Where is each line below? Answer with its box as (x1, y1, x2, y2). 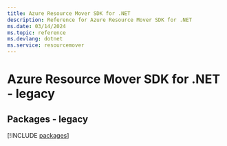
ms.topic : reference (7, 29, 67, 36)
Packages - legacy (7, 113, 88, 125)
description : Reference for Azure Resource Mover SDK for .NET (7, 16, 193, 23)
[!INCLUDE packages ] (7, 132, 69, 139)
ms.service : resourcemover (7, 42, 85, 49)
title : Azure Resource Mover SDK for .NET (7, 10, 131, 17)
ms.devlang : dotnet (7, 36, 63, 42)
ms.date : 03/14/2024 (7, 23, 67, 29)
